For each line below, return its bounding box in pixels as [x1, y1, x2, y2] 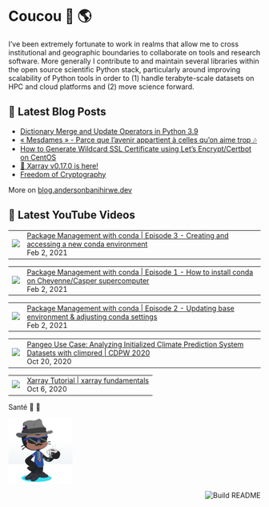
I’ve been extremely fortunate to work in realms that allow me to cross [8, 39, 239, 49]
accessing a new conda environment [26, 239, 148, 249]
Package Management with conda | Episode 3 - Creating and [26, 231, 230, 241]
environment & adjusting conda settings [26, 311, 158, 322]
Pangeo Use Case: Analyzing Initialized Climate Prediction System [26, 339, 244, 350]
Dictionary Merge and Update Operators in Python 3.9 [19, 126, 199, 136]
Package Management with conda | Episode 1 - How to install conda [26, 267, 254, 277]
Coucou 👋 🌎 [8, 7, 92, 26]
